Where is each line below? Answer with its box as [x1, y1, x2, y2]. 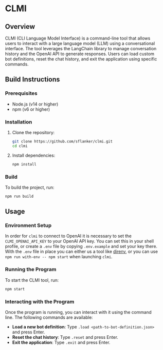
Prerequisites [5, 90, 37, 97]
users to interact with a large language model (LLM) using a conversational [5, 41, 155, 46]
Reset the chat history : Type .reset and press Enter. [12, 334, 118, 340]
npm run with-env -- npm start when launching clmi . [5, 254, 113, 260]
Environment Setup [5, 222, 52, 229]
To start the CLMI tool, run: [5, 277, 59, 283]
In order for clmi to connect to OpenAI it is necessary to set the [5, 233, 132, 239]
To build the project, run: [5, 184, 54, 190]
